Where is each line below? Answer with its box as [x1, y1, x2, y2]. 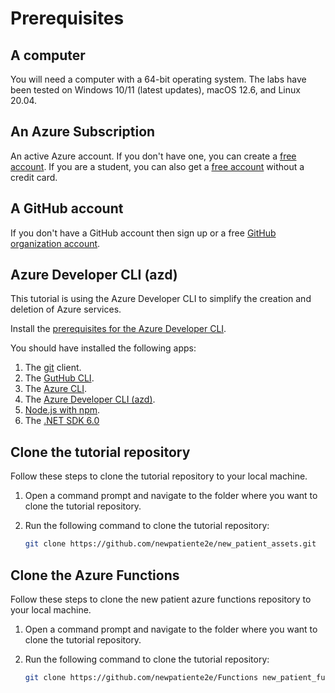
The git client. [24, 362, 82, 374]
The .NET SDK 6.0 [24, 415, 100, 427]
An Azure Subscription [10, 123, 156, 141]
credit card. [10, 171, 58, 183]
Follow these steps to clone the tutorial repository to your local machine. [10, 470, 308, 482]
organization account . [10, 237, 101, 249]
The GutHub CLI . [24, 372, 95, 384]
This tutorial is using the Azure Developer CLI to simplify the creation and [10, 293, 312, 305]
